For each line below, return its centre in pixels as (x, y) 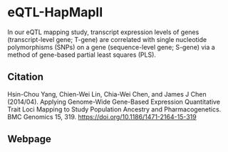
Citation (26, 77)
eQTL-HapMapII (55, 12)
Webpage (29, 139)
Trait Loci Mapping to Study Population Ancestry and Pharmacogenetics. (114, 109)
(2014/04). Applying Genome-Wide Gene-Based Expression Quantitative (114, 102)
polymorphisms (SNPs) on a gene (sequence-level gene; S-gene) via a (111, 47)
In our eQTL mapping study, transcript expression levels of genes (103, 32)
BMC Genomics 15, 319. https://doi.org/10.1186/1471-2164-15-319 (102, 116)
